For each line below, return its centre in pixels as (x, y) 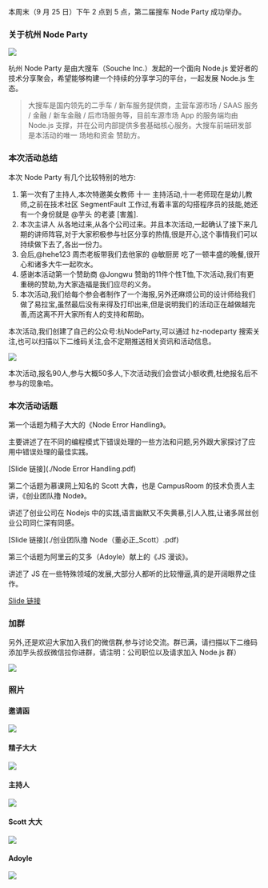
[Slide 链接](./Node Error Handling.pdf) (72, 468)
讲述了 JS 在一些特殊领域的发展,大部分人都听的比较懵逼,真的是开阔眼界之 (129, 574)
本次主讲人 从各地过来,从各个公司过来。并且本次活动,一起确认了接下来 (135, 224)
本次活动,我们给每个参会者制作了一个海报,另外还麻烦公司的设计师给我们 (138, 294)
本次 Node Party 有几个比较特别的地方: (72, 177)
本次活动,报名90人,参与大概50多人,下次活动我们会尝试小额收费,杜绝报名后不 (133, 373)
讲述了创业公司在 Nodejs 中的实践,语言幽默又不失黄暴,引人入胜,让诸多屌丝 (130, 512)
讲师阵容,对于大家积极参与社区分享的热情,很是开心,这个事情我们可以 (146, 234)
